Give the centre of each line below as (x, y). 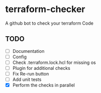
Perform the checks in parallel (44, 85)
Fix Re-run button (31, 74)
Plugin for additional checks (41, 68)
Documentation (28, 51)
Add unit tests (27, 79)
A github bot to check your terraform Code (49, 23)
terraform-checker (45, 9)
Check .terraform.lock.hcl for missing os (54, 62)
